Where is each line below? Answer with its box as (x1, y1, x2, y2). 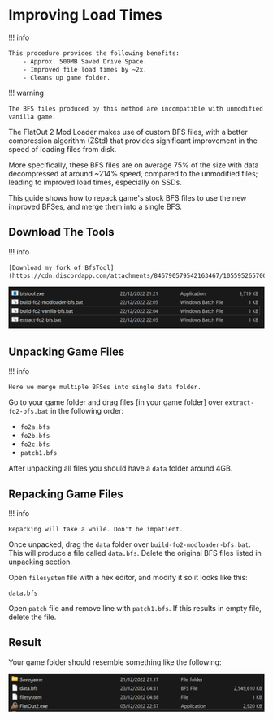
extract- (224, 399, 254, 407)
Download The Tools (8, 225, 115, 239)
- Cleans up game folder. (23, 73, 111, 82)
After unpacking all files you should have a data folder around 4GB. (8, 463, 233, 473)
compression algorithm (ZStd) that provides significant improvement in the (8, 136, 258, 145)
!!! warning (8, 88, 45, 98)
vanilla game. (8, 112, 57, 121)
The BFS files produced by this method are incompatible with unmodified (8, 104, 264, 113)
